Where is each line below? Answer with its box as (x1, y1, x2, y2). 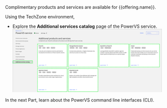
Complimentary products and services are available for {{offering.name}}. (5, 4, 156, 10)
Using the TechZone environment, (5, 14, 75, 19)
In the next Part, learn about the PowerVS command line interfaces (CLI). (5, 97, 155, 103)
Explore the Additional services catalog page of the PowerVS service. (12, 23, 158, 29)
